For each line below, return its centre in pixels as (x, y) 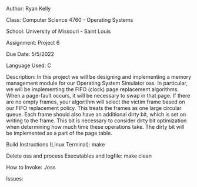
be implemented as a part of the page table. (59, 133)
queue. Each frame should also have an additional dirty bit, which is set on (96, 114)
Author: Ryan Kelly (29, 9)
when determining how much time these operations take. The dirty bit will (95, 127)
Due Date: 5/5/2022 (30, 54)
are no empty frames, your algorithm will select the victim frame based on (96, 102)
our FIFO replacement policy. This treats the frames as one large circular (94, 108)
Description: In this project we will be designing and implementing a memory (99, 77)
